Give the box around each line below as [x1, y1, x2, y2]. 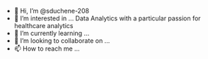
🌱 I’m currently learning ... [13, 29, 90, 37]
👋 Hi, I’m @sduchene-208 [13, 7, 90, 15]
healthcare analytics [13, 22, 74, 29]
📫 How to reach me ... [13, 44, 80, 53]
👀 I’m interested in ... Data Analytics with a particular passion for [13, 14, 201, 22]
